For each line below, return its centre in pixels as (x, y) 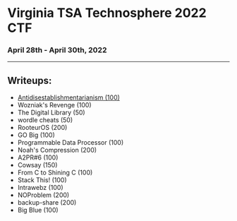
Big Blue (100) (38, 210)
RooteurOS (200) (42, 128)
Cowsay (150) (37, 165)
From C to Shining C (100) (55, 173)
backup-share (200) (47, 203)
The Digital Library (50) (51, 113)
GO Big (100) (36, 135)
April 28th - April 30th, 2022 (57, 50)
